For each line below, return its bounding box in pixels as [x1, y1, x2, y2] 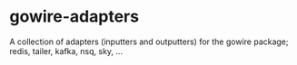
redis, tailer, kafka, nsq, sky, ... [9, 45, 124, 56]
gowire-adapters [9, 6, 139, 27]
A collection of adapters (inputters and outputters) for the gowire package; [9, 36, 289, 47]
